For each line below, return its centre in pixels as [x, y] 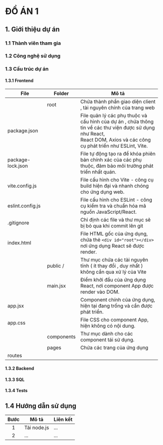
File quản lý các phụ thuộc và [114, 115]
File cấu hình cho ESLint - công [116, 200]
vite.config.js [22, 186]
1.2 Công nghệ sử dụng [33, 56]
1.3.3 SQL [15, 380]
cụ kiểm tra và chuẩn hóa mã [113, 206]
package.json [23, 130]
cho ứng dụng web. [102, 191]
